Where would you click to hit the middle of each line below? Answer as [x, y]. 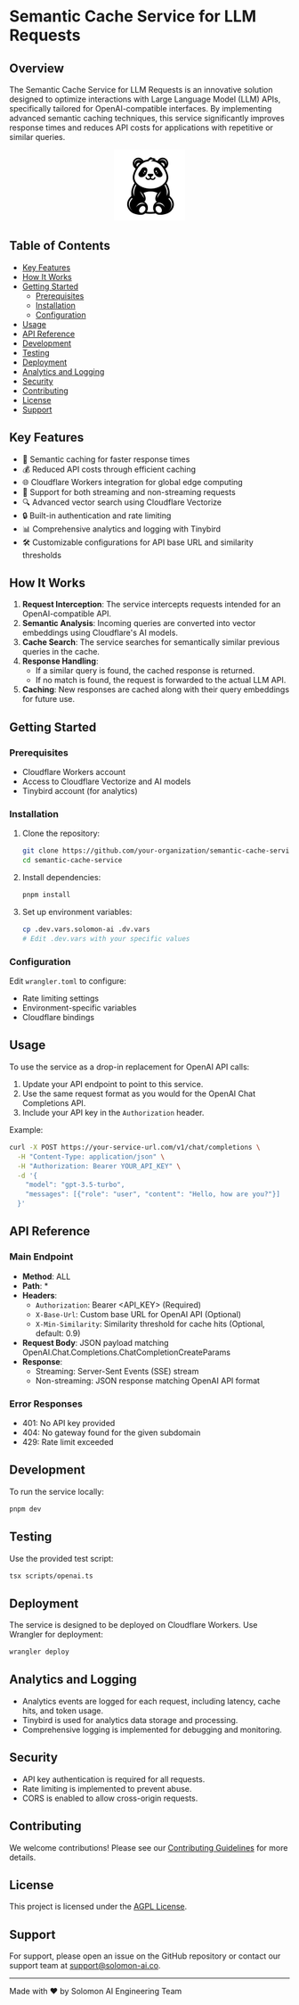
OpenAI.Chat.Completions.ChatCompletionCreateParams [126, 1352]
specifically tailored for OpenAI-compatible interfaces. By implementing [141, 108]
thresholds [42, 555]
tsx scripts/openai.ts [51, 1576]
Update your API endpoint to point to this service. [113, 1084]
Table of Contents [60, 246]
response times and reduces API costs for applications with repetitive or [141, 128]
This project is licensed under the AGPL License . [98, 1907]
